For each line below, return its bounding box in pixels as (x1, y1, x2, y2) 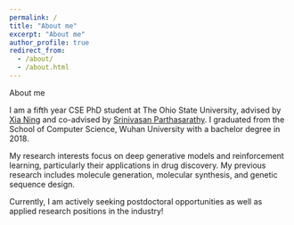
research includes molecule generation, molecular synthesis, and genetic (9, 169, 278, 179)
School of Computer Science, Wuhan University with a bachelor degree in (9, 123, 281, 134)
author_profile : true (9, 37, 90, 47)
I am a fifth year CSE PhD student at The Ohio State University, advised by (9, 104, 282, 115)
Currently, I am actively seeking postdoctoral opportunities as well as (9, 196, 263, 206)
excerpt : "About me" (9, 29, 86, 38)
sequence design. (9, 179, 76, 189)
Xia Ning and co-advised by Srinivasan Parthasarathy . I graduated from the (9, 113, 285, 125)
